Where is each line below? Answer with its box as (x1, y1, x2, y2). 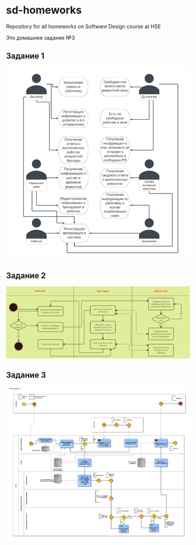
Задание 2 (6, 270, 46, 281)
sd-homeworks (6, 4, 82, 17)
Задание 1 (6, 51, 45, 61)
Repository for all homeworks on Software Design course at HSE (6, 23, 162, 30)
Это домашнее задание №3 (6, 34, 75, 41)
